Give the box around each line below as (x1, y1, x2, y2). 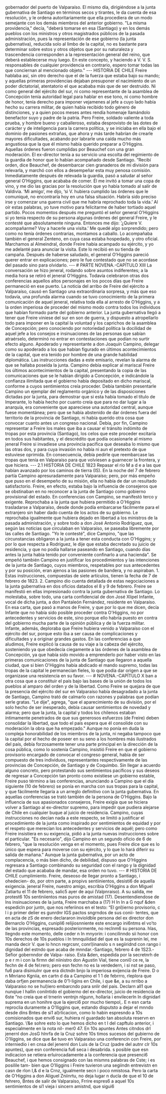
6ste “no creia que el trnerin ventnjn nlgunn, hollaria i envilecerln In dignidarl (5, 994, 161, 1000)
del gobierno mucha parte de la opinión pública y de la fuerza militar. (5, 620, 145, 626)
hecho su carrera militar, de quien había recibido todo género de (5, 104, 136, 110)
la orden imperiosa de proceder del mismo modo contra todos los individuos (5, 304, 161, 310)
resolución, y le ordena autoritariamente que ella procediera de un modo (5, 15, 153, 20)
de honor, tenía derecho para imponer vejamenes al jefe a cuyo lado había (5, 99, 156, 105)
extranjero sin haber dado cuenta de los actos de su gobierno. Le (5, 510, 138, 515)
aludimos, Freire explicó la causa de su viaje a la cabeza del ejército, (5, 641, 144, 647)
